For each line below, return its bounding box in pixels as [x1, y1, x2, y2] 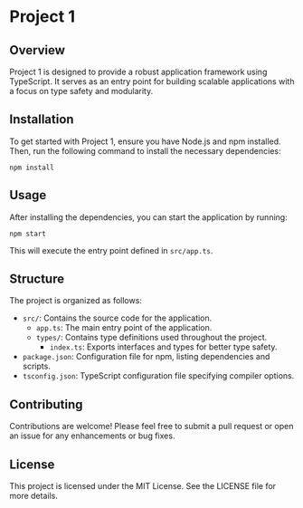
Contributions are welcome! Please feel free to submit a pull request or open [9, 421, 294, 432]
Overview [9, 43, 66, 58]
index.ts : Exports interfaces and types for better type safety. [49, 341, 278, 352]
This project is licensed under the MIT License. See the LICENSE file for [9, 481, 277, 492]
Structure [9, 272, 65, 287]
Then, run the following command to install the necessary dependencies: [9, 145, 281, 156]
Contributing [9, 397, 83, 412]
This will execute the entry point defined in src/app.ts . [9, 244, 213, 255]
